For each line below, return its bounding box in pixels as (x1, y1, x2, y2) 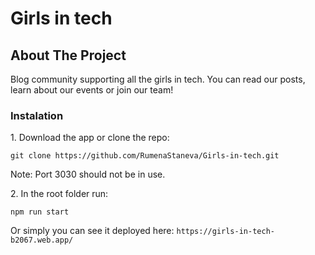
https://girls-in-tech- (176, 227, 275, 237)
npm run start (10, 207, 70, 217)
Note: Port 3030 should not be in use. (10, 168, 166, 181)
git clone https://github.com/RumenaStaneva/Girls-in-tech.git (10, 151, 280, 161)
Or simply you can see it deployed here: (10, 225, 175, 237)
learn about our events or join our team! (10, 84, 174, 96)
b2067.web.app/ (10, 235, 74, 246)
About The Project (10, 47, 127, 64)
